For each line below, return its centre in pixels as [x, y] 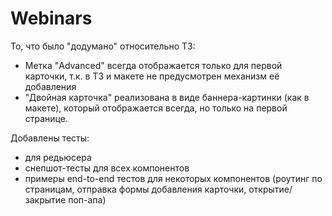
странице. [46, 118]
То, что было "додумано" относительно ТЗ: [103, 46]
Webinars [51, 18]
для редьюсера [58, 157]
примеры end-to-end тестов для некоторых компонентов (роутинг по [173, 178]
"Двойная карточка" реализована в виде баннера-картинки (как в [167, 97]
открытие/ [270, 189]
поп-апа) [87, 199]
